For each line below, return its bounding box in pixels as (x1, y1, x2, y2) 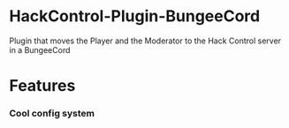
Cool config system (9, 108, 95, 120)
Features (9, 76, 76, 96)
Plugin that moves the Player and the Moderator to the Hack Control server (9, 35, 281, 46)
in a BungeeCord (9, 44, 71, 55)
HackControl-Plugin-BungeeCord (9, 6, 261, 26)
